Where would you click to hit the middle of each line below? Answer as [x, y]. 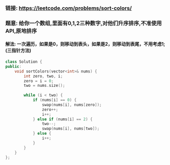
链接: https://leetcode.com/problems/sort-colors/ [69, 8]
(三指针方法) [18, 50]
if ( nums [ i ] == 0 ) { [55, 100]
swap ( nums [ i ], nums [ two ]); [71, 129]
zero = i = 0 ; [39, 81]
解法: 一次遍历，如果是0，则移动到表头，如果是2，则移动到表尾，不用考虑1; [85, 44]
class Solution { [24, 62]
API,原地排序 [21, 31]
